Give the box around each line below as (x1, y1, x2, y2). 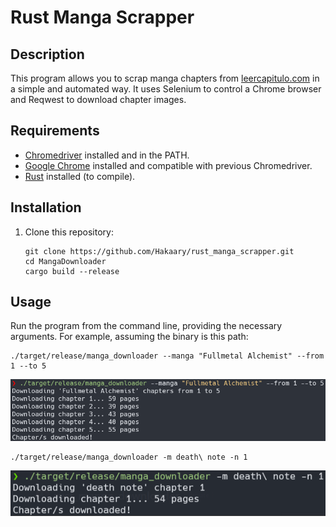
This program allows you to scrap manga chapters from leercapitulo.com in (10, 72, 320, 84)
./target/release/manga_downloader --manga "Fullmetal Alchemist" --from (10, 351, 325, 361)
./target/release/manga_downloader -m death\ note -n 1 (10, 452, 248, 463)
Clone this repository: (24, 226, 114, 238)
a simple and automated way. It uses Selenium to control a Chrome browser (10, 83, 322, 95)
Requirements (10, 122, 100, 140)
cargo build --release (24, 266, 120, 276)
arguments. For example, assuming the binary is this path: (10, 331, 249, 343)
